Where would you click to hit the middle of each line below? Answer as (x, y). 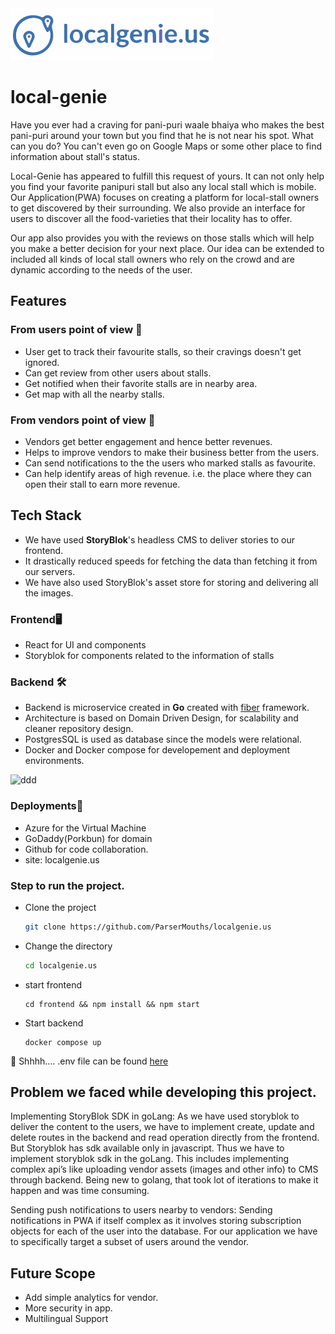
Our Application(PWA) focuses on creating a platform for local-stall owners (165, 197)
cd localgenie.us (61, 965)
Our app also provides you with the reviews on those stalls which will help (162, 238)
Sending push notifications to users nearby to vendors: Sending (141, 1210)
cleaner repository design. (79, 729)
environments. (54, 761)
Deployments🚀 (47, 806)
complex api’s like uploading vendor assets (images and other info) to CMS (164, 1169)
